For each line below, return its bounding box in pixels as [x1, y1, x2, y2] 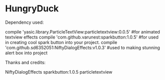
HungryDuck [5, 3, 59, 14]
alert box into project [5, 50, 48, 56]
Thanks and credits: [5, 59, 46, 65]
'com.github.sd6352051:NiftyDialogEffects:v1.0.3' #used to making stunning [5, 44, 160, 50]
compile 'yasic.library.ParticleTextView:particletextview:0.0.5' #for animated [5, 29, 160, 35]
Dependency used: [5, 19, 44, 25]
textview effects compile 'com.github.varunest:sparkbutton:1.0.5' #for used [5, 34, 159, 40]
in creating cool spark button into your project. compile [5, 39, 117, 45]
